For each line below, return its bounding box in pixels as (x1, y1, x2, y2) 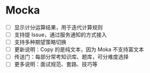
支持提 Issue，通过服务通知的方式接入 (14, 31, 107, 38)
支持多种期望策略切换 (14, 39, 66, 46)
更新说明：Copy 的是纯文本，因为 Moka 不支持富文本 (14, 46, 144, 53)
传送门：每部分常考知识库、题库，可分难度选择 (14, 54, 129, 61)
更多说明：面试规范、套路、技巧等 (14, 61, 98, 68)
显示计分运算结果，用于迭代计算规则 (14, 24, 103, 31)
